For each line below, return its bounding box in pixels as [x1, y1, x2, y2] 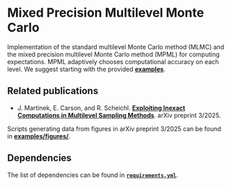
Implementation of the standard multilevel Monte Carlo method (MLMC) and [7, 42, 225, 51]
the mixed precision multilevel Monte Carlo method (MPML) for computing [7, 50, 220, 59]
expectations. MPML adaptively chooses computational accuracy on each [7, 57, 219, 65]
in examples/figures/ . [7, 132, 71, 140]
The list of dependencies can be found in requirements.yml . [7, 171, 179, 179]
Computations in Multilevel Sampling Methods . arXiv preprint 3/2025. [17, 111, 221, 119]
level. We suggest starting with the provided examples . [7, 65, 166, 73]
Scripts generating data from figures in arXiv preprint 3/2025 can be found [7, 124, 221, 133]
